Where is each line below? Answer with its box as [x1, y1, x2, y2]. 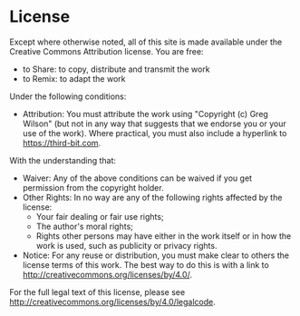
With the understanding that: [9, 154, 116, 165]
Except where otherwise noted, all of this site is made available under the [9, 36, 283, 47]
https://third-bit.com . [22, 137, 102, 148]
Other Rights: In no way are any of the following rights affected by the [22, 192, 283, 202]
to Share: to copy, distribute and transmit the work [22, 64, 210, 74]
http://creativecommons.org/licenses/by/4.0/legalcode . [9, 296, 216, 307]
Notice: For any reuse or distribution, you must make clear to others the [22, 250, 290, 261]
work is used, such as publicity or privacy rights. [35, 240, 218, 251]
